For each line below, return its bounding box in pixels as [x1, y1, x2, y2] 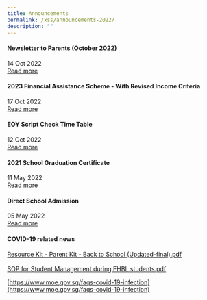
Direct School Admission [7, 197, 79, 205]
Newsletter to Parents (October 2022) [7, 44, 117, 52]
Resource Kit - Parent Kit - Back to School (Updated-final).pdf [7, 250, 182, 258]
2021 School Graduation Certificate [7, 158, 110, 166]
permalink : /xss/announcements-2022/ [7, 16, 115, 23]
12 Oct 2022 [7, 135, 42, 144]
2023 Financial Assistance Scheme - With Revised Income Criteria [7, 82, 201, 90]
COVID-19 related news [7, 234, 75, 243]
